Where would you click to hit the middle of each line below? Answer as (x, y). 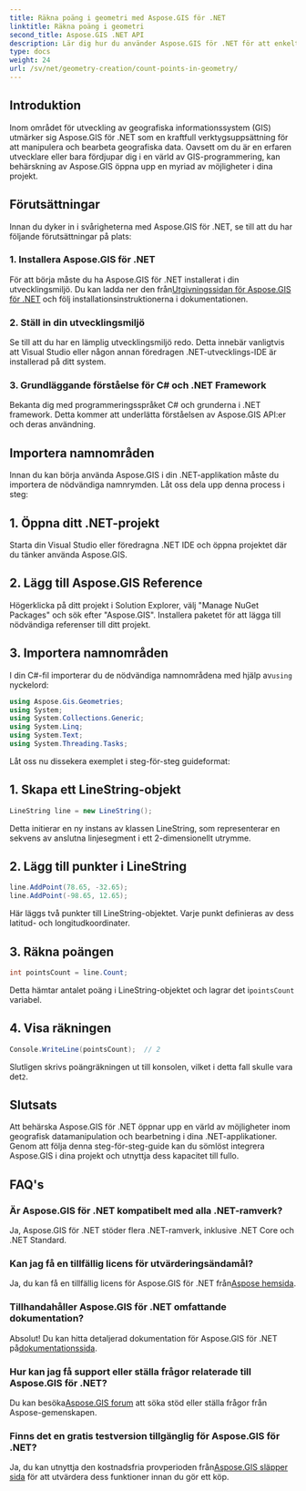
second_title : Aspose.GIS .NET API (77, 35)
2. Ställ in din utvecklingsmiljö (77, 322)
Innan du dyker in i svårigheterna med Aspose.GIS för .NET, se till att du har (151, 226)
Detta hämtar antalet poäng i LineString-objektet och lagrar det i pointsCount (152, 990)
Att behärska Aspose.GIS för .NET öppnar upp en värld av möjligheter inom (150, 1127)
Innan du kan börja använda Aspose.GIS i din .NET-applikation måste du (144, 475)
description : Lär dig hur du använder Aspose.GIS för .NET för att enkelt (154, 43)
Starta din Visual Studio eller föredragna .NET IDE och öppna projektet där (148, 545)
